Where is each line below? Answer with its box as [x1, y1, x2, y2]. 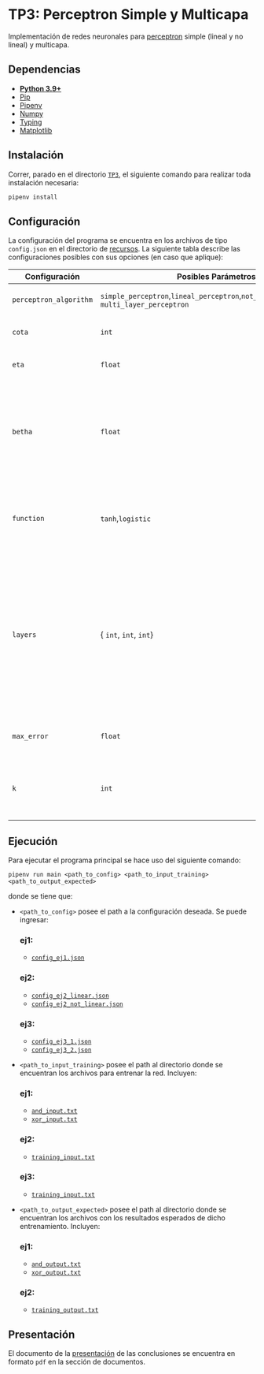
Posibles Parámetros [176, 271, 256, 282]
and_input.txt [31, 1108, 78, 1115]
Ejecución [8, 834, 58, 848]
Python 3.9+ [19, 84, 61, 93]
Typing [19, 117, 42, 127]
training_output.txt [31, 1306, 99, 1314]
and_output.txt [31, 1260, 81, 1268]
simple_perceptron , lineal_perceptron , [100, 290, 242, 301]
